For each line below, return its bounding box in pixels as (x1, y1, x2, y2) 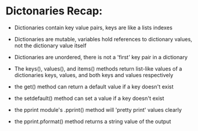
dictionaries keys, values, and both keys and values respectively (14, 71, 173, 78)
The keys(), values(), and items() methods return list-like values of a (14, 65, 182, 72)
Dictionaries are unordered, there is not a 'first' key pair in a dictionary (14, 53, 188, 60)
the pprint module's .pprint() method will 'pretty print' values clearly (14, 106, 182, 113)
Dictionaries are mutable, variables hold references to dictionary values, (14, 35, 193, 42)
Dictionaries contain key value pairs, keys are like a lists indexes (14, 24, 173, 31)
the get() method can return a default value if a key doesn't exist (14, 83, 174, 90)
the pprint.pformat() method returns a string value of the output (14, 118, 172, 125)
